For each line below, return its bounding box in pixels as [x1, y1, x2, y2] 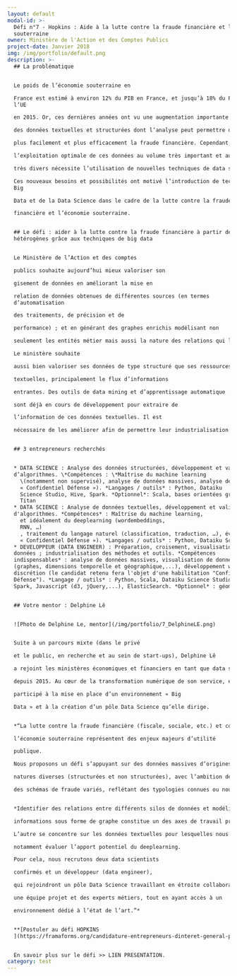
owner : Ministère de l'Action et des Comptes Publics [7, 37, 169, 44]
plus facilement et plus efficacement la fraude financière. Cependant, [13, 139, 232, 147]
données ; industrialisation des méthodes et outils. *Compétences [13, 550, 217, 557]
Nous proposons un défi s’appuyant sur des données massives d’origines [13, 760, 232, 768]
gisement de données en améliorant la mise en [13, 280, 153, 287]
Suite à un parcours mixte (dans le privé [13, 640, 140, 647]
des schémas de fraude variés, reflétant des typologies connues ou [13, 786, 219, 793]
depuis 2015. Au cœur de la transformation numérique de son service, [13, 678, 226, 685]
